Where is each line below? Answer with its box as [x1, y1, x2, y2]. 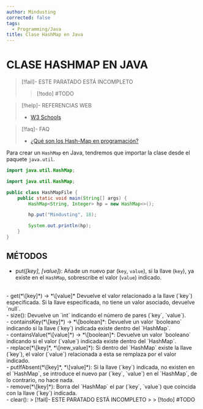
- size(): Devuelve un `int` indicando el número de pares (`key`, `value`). [6, 311, 186, 319]
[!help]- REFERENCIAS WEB [21, 102, 92, 109]
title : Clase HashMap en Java [6, 32, 84, 38]
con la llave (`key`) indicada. [6, 389, 78, 397]
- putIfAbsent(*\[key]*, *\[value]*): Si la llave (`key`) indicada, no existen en [6, 363, 195, 371]
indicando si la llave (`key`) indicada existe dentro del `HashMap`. [6, 324, 171, 331]
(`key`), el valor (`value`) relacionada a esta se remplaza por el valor [6, 350, 177, 358]
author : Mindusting [6, 9, 56, 15]
